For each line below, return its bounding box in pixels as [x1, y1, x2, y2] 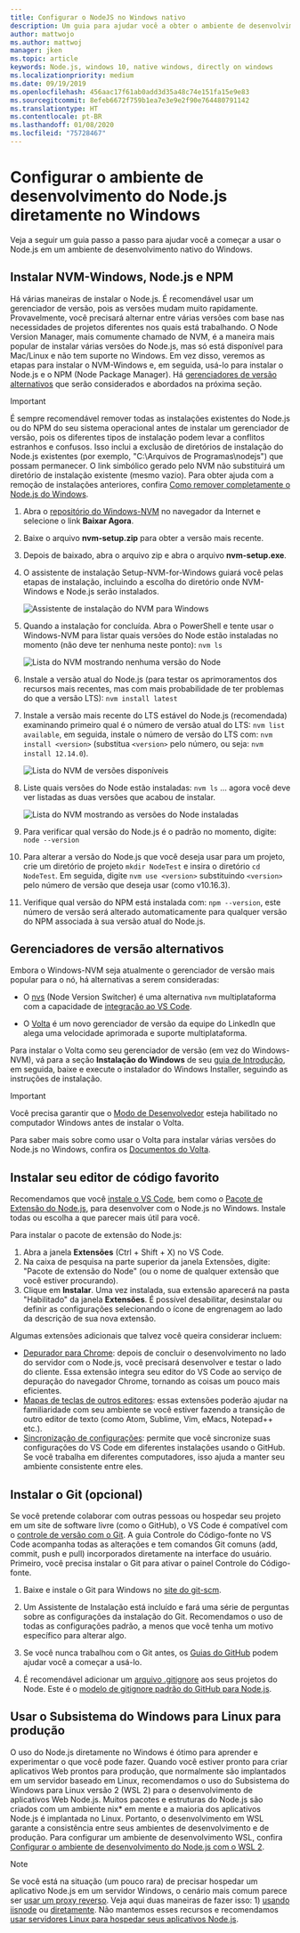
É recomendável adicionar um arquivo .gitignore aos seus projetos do [22, 1674, 279, 1685]
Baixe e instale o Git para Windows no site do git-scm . [22, 1585, 222, 1596]
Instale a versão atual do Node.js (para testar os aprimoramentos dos [22, 674, 278, 684]
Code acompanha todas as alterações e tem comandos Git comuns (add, [10, 1539, 279, 1549]
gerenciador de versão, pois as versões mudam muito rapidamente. [10, 303, 258, 313]
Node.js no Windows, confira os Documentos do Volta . [10, 1144, 212, 1155]
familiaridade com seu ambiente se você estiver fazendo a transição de [22, 1404, 286, 1415]
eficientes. [22, 1386, 62, 1396]
